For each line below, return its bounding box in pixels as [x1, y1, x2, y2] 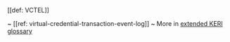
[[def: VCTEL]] [7, 6, 49, 14]
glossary [7, 27, 33, 35]
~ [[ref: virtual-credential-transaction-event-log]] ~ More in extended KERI [7, 20, 223, 27]
